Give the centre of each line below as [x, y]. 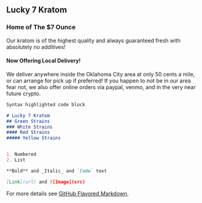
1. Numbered [21, 155]
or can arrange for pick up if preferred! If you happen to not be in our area [99, 81]
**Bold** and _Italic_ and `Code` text [57, 171]
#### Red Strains [28, 133]
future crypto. [24, 93]
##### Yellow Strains [34, 138]
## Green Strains [28, 121]
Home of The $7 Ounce [41, 27]
